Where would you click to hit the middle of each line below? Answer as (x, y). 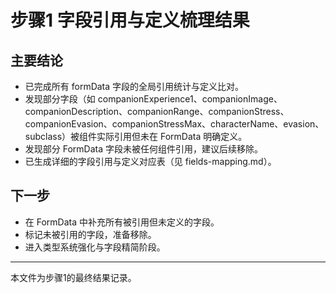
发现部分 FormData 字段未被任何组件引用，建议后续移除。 (144, 149)
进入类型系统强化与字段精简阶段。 (95, 247)
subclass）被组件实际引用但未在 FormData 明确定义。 (136, 136)
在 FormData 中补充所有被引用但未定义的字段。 (122, 222)
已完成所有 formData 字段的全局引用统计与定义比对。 (134, 86)
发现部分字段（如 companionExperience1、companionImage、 (153, 99)
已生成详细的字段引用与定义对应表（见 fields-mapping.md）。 (150, 161)
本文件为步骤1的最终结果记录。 (73, 277)
